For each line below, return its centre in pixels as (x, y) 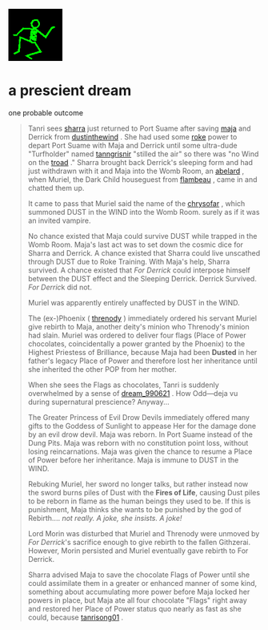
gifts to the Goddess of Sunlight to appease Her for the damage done (142, 426)
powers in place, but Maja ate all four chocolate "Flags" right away (138, 600)
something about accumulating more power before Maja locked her (139, 592)
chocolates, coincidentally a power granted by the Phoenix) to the (136, 343)
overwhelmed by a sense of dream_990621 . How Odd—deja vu (133, 393)
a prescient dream (70, 91)
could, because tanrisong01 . (76, 617)
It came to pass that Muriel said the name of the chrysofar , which (136, 203)
